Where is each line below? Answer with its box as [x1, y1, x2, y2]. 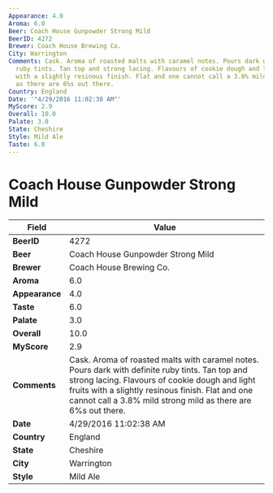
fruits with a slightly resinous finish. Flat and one [68, 385, 253, 396]
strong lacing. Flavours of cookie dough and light [68, 374, 256, 386]
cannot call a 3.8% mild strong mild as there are [68, 395, 252, 406]
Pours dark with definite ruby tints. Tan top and [68, 365, 248, 376]
